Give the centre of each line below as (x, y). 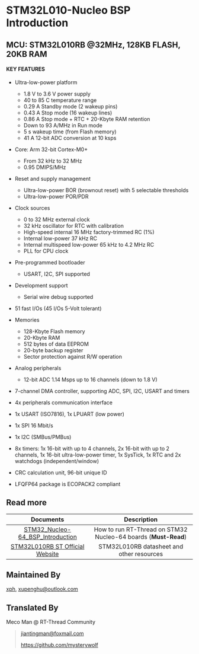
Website (48, 554)
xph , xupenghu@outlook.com (42, 589)
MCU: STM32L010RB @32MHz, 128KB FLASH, (93, 45)
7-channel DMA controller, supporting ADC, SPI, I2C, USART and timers (102, 391)
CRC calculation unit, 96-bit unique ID (61, 473)
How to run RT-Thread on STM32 (141, 529)
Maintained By (33, 575)
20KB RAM (27, 54)
